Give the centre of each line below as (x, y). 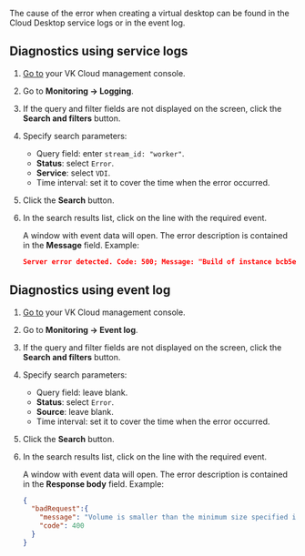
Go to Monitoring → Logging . (78, 91)
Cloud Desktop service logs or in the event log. (97, 23)
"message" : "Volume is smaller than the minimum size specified (164, 518)
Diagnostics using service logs (99, 51)
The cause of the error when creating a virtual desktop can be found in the (149, 13)
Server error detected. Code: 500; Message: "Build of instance (147, 262)
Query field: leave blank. (82, 392)
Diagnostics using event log (90, 290)
